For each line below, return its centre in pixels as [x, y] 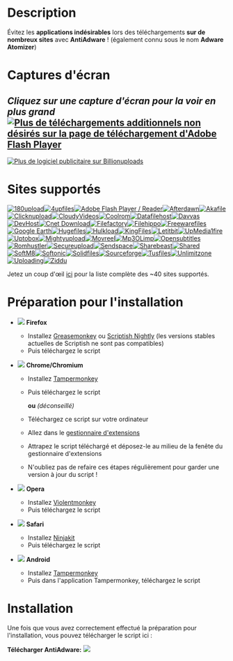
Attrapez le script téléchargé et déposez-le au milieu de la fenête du [125, 446]
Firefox [37, 322]
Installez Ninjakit [51, 538]
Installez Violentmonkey [62, 502]
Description [42, 13]
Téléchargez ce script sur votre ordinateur [88, 419]
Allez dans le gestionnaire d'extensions [84, 432]
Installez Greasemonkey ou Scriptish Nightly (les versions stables [121, 335]
